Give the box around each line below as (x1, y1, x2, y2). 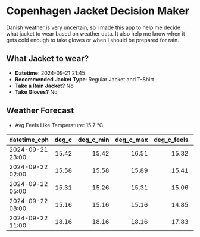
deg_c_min (77, 135, 110, 144)
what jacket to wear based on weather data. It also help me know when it (6, 30, 186, 37)
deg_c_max (115, 135, 148, 144)
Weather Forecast (6, 106, 74, 116)
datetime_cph (9, 135, 49, 144)
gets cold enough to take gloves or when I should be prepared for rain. (6, 36, 180, 43)
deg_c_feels (154, 135, 189, 144)
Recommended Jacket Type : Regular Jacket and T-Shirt (14, 75, 155, 83)
